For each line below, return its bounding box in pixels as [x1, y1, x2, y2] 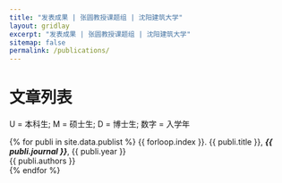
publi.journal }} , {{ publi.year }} [9, 146, 127, 157]
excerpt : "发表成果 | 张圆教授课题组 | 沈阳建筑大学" [9, 29, 191, 38]
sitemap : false [9, 37, 66, 47]
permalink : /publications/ [9, 46, 110, 55]
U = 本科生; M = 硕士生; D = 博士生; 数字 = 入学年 [9, 119, 191, 129]
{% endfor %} [9, 165, 61, 176]
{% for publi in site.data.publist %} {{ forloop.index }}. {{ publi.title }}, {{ [9, 137, 273, 147]
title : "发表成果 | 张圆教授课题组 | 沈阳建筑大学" [9, 12, 184, 22]
